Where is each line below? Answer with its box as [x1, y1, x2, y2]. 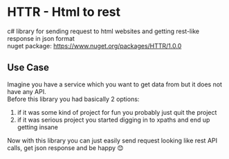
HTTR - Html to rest [7, 4, 121, 20]
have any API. [7, 87, 46, 95]
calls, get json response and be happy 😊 [7, 143, 124, 152]
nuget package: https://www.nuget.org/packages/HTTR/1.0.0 [7, 41, 182, 50]
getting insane [17, 122, 59, 131]
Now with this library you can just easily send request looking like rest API [7, 136, 218, 144]
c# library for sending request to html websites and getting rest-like [7, 27, 199, 35]
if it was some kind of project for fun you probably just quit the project [17, 108, 217, 116]
